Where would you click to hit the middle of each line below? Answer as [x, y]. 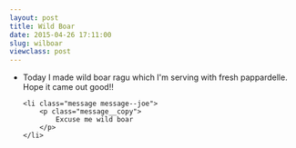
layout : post [34, 18]
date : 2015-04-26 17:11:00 [61, 35]
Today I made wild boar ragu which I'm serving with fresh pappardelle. [155, 77]
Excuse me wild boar [95, 120]
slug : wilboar [36, 43]
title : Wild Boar [42, 26]
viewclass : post [40, 52]
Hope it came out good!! [68, 87]
